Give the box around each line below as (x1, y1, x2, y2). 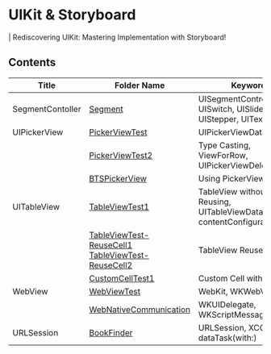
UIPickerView (12, 127, 64, 138)
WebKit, (198, 285, 228, 297)
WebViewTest (88, 285, 141, 297)
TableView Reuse (198, 244, 264, 256)
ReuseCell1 (88, 239, 133, 251)
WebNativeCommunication (88, 304, 191, 315)
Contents (8, 56, 56, 69)
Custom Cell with (198, 273, 264, 284)
